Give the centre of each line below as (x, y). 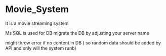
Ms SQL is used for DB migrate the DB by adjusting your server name (77, 33)
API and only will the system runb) (41, 48)
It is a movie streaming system (37, 23)
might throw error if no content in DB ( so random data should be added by (83, 43)
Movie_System (37, 9)
